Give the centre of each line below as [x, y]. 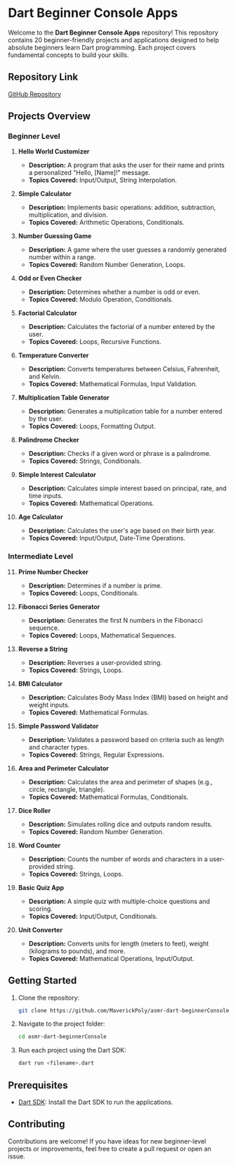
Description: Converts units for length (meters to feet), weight [119, 943]
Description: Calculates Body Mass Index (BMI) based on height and [128, 697]
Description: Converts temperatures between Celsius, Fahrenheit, [124, 369]
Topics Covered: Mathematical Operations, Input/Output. [111, 958]
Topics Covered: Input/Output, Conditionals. [93, 916]
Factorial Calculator [47, 313]
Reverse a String [43, 649]
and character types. [59, 747]
